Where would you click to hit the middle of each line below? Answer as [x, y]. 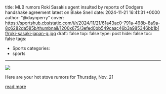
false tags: [16, 39]
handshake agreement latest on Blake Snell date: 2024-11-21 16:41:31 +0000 [83, 12]
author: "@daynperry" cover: [35, 18]
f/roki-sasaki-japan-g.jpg [31, 33]
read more [16, 87]
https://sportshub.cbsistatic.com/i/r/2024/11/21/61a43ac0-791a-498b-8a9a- [83, 23]
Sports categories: [31, 48]
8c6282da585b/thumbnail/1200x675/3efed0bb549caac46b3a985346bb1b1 [82, 28]
